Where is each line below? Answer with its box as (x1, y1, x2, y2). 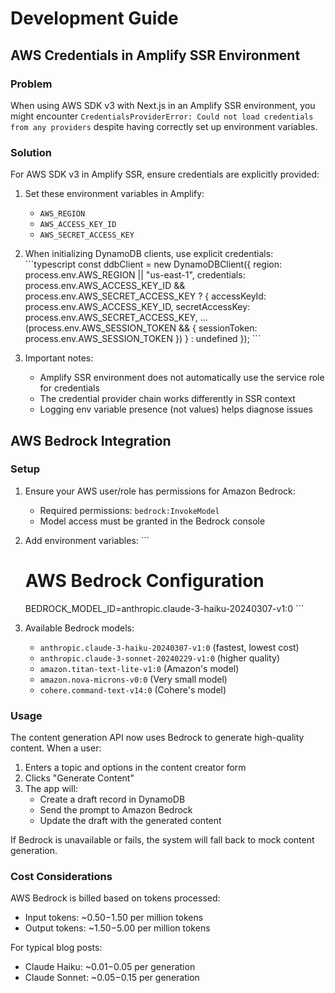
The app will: (24, 783, 78, 795)
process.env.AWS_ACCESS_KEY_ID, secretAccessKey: (24, 301, 251, 313)
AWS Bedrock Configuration (24, 570, 265, 592)
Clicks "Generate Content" (24, 772, 135, 784)
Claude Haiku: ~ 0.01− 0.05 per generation (24, 961, 196, 973)
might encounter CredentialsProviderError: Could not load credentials (10, 110, 314, 122)
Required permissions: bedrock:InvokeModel (39, 504, 220, 516)
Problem (10, 77, 53, 91)
